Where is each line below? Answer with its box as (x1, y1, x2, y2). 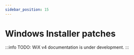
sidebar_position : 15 (5, 7, 49, 12)
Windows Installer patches (5, 28, 116, 39)
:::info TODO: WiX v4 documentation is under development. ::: (5, 44, 129, 50)
